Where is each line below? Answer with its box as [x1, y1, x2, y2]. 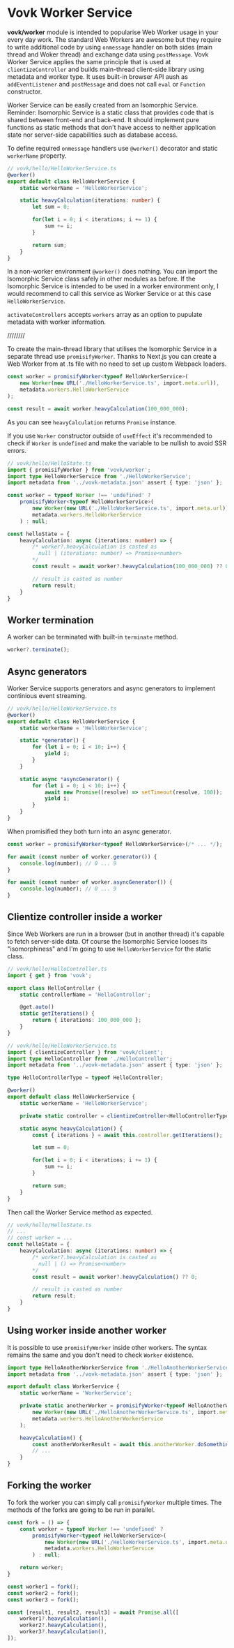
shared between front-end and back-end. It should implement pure [7, 115, 200, 124]
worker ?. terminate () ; [7, 646, 70, 653]
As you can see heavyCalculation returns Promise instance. [7, 417, 177, 426]
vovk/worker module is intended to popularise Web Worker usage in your [7, 28, 219, 36]
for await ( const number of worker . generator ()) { [7, 853, 157, 860]
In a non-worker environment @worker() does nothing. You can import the [7, 267, 218, 276]
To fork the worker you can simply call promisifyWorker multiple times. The [7, 1498, 222, 1506]
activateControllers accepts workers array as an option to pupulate [7, 311, 203, 319]
